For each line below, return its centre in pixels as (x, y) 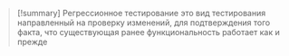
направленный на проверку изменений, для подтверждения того (144, 23)
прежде (32, 42)
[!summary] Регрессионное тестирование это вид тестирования (141, 13)
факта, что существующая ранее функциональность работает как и (148, 32)
